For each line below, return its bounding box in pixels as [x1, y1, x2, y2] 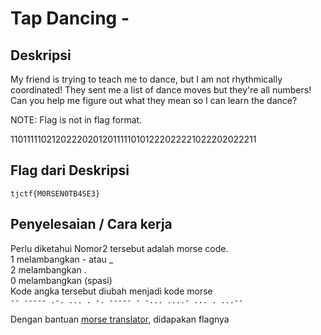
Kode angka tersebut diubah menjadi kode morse [10, 285, 213, 297]
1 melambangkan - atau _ [10, 253, 114, 265]
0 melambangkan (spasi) [10, 274, 113, 286]
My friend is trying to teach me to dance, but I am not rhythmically [10, 73, 283, 85]
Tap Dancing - [10, 7, 130, 30]
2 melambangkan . [10, 263, 87, 276]
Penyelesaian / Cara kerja [10, 216, 173, 233]
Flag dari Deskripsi [10, 162, 130, 179]
